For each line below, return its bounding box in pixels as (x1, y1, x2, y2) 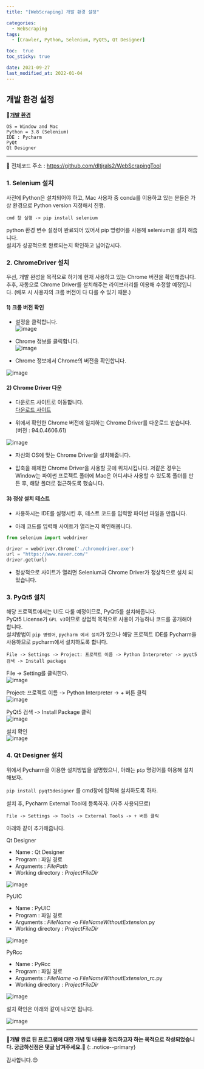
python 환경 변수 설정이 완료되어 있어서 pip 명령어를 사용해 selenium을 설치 (6, 226, 187, 233)
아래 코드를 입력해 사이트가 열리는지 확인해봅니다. (15, 522, 132, 530)
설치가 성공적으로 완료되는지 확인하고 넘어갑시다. (6, 241, 122, 249)
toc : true (6, 48, 34, 54)
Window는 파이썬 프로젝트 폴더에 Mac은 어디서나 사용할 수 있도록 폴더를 (15, 472, 188, 479)
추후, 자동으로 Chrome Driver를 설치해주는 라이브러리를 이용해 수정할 (6, 281, 171, 288)
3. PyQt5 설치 (6, 593, 46, 602)
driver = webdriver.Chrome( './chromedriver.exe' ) (6, 546, 135, 552)
